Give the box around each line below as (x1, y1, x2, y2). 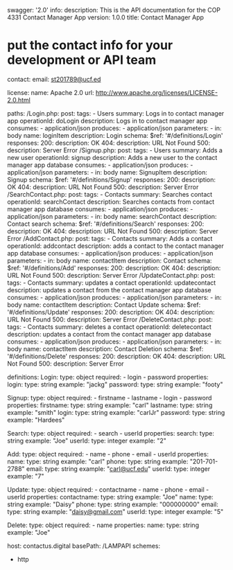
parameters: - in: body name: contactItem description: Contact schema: (7, 256, 212, 265)
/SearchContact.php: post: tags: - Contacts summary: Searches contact (7, 190, 213, 198)
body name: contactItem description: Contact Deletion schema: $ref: (7, 344, 204, 353)
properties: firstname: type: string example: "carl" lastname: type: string (7, 401, 213, 409)
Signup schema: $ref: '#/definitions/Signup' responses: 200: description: (7, 175, 216, 184)
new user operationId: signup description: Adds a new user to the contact (7, 153, 218, 161)
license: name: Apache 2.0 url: (7, 88, 95, 96)
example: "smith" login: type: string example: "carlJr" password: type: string (7, 408, 225, 416)
